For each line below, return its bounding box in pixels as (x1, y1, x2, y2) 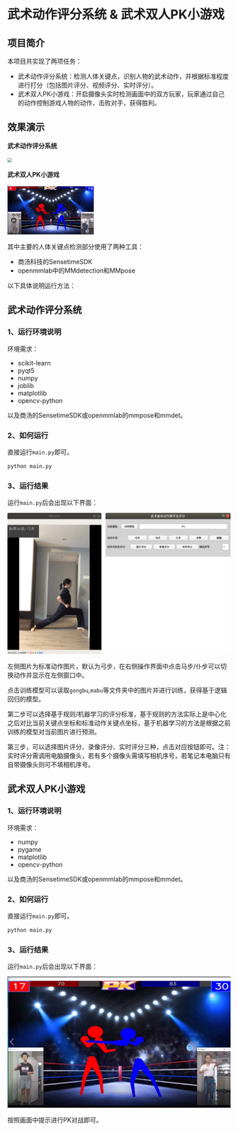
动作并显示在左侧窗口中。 (13, 671, 89, 680)
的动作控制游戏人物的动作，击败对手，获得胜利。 (17, 98, 161, 107)
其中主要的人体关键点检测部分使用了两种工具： (7, 242, 144, 251)
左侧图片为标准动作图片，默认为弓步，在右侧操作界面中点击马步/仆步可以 (7, 662, 221, 671)
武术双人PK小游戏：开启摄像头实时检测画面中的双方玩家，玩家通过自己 (17, 90, 225, 98)
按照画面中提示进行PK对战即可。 (7, 1115, 103, 1124)
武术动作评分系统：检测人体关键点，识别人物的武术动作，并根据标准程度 (17, 72, 229, 80)
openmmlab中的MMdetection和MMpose (17, 266, 136, 275)
